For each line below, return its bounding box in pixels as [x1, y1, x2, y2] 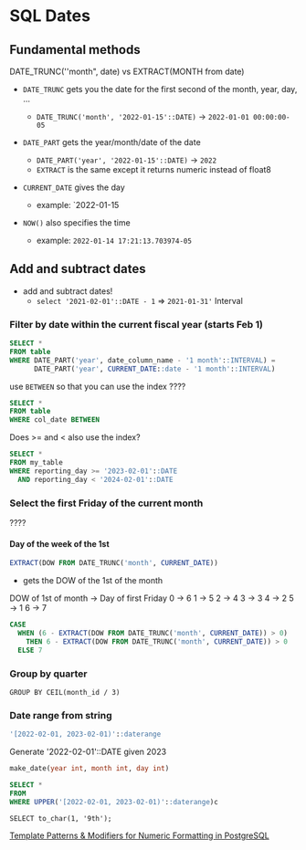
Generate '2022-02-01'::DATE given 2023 [9, 746, 167, 758]
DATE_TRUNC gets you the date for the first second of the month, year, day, [22, 84, 298, 94]
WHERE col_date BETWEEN [9, 415, 100, 425]
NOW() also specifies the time [22, 217, 131, 228]
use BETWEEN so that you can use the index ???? [9, 381, 186, 392]
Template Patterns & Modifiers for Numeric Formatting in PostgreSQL [9, 830, 269, 841]
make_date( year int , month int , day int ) [9, 764, 170, 773]
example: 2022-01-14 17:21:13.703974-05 [36, 235, 192, 246]
